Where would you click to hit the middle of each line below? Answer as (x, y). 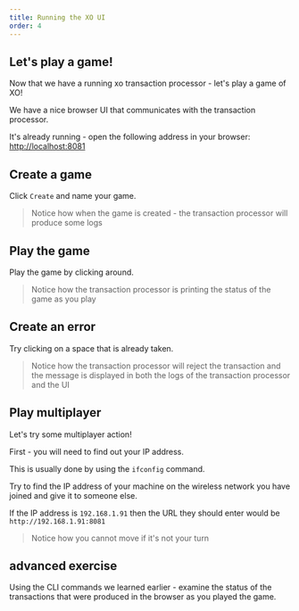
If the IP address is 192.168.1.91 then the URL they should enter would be (145, 513)
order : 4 (25, 26)
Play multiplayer (55, 413)
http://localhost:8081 (47, 146)
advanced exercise (63, 566)
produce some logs (66, 223)
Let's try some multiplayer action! (71, 434)
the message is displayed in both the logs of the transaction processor (161, 375)
